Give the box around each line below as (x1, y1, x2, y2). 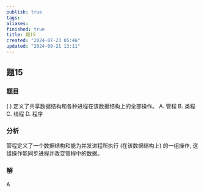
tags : (6, 15, 20, 21)
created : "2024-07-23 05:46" (6, 37, 81, 44)
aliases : (6, 20, 29, 26)
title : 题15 (6, 32, 36, 38)
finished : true (6, 26, 45, 32)
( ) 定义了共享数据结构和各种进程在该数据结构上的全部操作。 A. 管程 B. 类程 (6, 102, 195, 110)
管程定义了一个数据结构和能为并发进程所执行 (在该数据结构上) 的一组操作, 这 (6, 142, 199, 149)
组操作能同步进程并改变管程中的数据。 (6, 149, 103, 157)
